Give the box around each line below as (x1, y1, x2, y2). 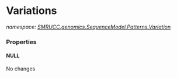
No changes (6, 65, 36, 72)
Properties (6, 38, 37, 46)
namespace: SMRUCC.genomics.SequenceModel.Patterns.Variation (6, 23, 171, 30)
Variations (6, 4, 57, 17)
